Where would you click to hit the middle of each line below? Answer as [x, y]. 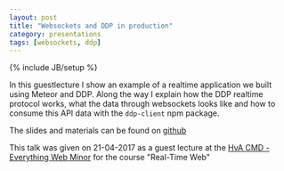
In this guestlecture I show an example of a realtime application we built [141, 85]
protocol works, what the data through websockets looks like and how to [142, 104]
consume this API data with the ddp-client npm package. [114, 113]
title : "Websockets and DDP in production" [91, 26]
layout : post [33, 17]
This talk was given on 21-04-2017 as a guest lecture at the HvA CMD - [139, 148]
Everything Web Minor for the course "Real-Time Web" [110, 158]
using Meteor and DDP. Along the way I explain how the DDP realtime [136, 94]
